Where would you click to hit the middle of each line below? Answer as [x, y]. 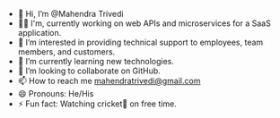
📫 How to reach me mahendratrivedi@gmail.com [109, 81]
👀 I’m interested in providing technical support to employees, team [140, 42]
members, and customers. [66, 52]
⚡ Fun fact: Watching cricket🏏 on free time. [97, 104]
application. [39, 33]
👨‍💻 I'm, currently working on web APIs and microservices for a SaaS [144, 23]
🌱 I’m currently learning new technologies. [96, 61]
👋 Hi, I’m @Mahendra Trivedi [70, 14]
